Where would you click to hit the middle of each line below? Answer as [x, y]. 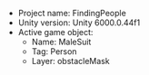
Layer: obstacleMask [71, 61]
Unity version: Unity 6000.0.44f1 [79, 23]
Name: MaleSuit [61, 42]
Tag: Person [54, 52]
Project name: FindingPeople [72, 13]
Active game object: [55, 32]
